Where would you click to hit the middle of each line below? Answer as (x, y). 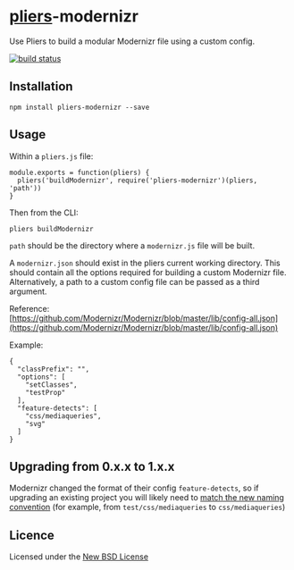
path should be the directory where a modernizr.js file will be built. (132, 245)
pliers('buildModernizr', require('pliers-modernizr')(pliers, (137, 180)
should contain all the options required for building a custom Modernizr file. (148, 272)
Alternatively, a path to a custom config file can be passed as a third (134, 281)
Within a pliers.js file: (51, 156)
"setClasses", (51, 385)
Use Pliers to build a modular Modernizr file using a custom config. (132, 41)
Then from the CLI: (44, 213)
